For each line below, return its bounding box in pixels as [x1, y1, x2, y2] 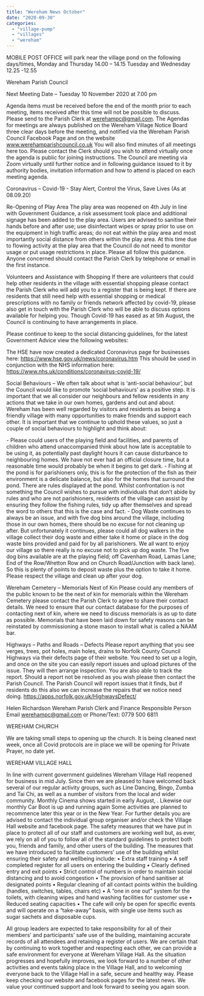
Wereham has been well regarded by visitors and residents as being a [6, 406, 181, 412]
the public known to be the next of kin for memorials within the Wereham [6, 590, 188, 598]
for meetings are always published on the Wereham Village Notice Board [6, 122, 188, 128]
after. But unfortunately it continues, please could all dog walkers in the [6, 527, 184, 534]
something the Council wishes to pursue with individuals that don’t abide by [6, 488, 195, 496]
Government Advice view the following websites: [6, 337, 129, 344]
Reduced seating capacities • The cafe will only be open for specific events [6, 901, 195, 907]
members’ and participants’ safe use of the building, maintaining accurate [6, 932, 191, 938]
